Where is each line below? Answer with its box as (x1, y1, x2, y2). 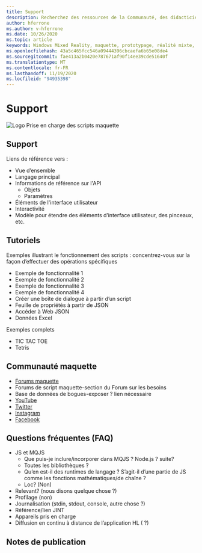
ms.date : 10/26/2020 (6, 31, 58, 37)
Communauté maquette (6, 362, 97, 372)
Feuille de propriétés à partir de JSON (14, 301, 109, 309)
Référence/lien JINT (14, 507, 65, 514)
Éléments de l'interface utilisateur (14, 199, 98, 206)
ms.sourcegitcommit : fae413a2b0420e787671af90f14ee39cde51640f (6, 54, 168, 60)
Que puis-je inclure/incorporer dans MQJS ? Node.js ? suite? (23, 456, 174, 463)
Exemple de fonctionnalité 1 (14, 269, 83, 277)
